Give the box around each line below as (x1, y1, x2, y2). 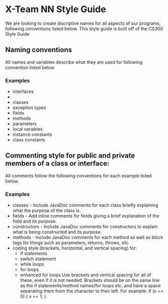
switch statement (20, 256, 57, 262)
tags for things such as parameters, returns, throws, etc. (12, 240, 130, 246)
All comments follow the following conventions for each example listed (5, 173, 152, 179)
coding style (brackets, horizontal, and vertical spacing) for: (12, 245, 137, 251)
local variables (12, 126, 43, 132)
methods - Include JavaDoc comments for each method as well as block (12, 234, 163, 240)
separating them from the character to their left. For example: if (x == (20, 288, 164, 294)
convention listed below (5, 64, 55, 70)
